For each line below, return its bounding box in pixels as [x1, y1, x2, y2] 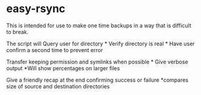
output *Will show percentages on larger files [6, 64, 120, 71]
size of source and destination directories [6, 82, 110, 90]
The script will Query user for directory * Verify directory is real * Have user [6, 40, 195, 47]
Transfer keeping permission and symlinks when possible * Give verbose [6, 58, 189, 65]
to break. [6, 28, 29, 35]
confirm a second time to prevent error [6, 46, 103, 53]
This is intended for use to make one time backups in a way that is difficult [6, 22, 192, 29]
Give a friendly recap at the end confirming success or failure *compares [6, 76, 189, 84]
